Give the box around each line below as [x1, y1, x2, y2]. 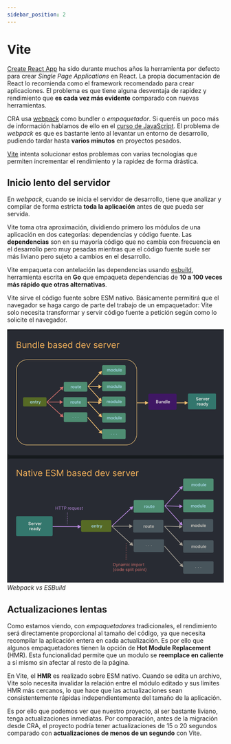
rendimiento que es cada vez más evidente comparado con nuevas [7, 94, 199, 102]
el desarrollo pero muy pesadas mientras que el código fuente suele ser [7, 245, 211, 254]
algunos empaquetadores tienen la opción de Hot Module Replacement [7, 643, 211, 652]
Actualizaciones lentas [7, 603, 108, 615]
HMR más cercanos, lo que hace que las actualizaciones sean [7, 686, 183, 694]
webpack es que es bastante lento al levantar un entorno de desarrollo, [7, 129, 210, 137]
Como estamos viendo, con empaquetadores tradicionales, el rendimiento [7, 621, 217, 630]
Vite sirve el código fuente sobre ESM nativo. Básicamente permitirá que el [7, 293, 219, 302]
